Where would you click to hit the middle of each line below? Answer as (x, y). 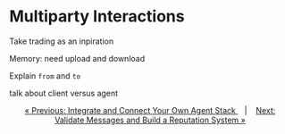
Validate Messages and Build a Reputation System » (150, 120)
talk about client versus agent (64, 93)
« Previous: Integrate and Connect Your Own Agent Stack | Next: (150, 110)
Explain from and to (45, 75)
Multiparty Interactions (97, 17)
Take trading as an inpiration (62, 41)
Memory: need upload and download (77, 58)
